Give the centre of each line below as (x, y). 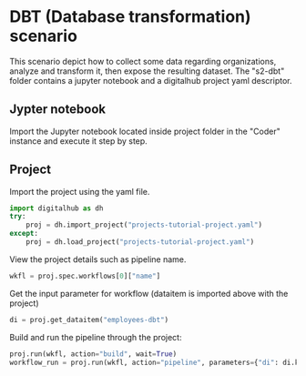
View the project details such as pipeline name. (98, 259)
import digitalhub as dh (56, 208)
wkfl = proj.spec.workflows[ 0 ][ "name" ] (85, 276)
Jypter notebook (58, 110)
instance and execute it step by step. (78, 141)
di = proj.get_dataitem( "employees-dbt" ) (89, 320)
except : (24, 234)
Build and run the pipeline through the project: (96, 337)
